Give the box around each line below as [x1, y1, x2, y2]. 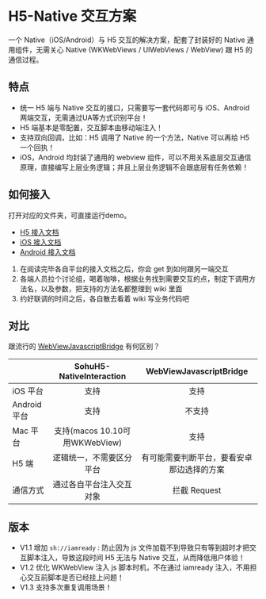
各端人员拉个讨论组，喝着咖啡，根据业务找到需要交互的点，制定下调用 [19, 274, 249, 283]
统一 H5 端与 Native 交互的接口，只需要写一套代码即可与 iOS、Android [19, 102, 250, 112]
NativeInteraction [59, 371, 127, 382]
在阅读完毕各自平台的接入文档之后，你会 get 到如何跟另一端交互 [19, 263, 229, 274]
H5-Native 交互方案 [8, 7, 137, 25]
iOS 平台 [12, 386, 44, 397]
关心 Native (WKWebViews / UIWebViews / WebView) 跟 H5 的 [49, 44, 253, 54]
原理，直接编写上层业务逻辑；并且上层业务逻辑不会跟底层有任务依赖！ [19, 162, 249, 171]
